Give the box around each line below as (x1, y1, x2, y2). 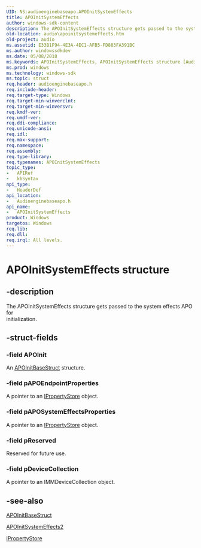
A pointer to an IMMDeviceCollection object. (6, 479, 115, 486)
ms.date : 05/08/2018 (6, 53, 58, 59)
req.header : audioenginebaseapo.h (6, 81, 93, 87)
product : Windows (6, 215, 50, 221)
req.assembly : (6, 148, 42, 154)
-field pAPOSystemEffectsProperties (6, 408, 116, 416)
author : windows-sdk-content (6, 20, 79, 26)
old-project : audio (6, 37, 55, 43)
